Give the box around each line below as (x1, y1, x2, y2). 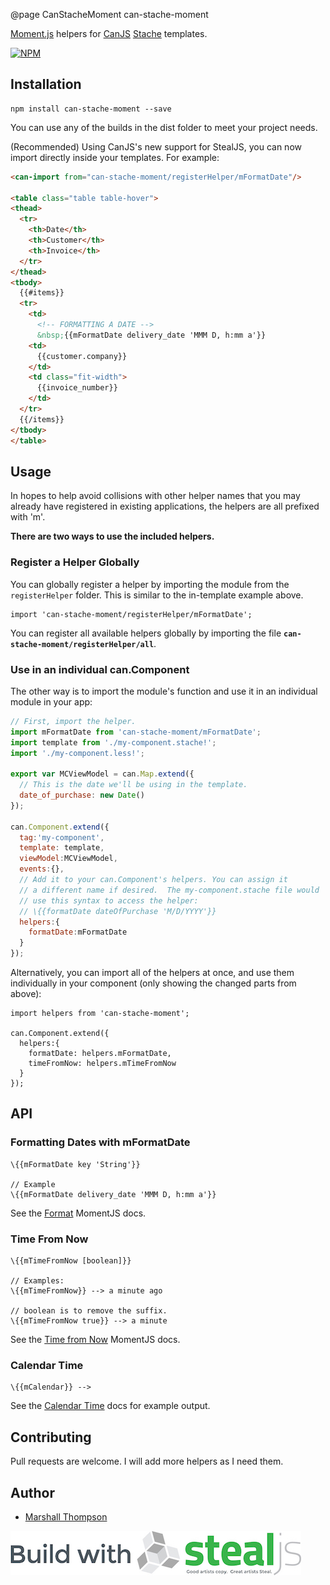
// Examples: (10, 1276, 65, 1286)
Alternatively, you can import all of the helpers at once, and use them (10, 967, 295, 979)
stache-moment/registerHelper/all (10, 639, 155, 649)
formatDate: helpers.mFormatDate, (28, 1049, 172, 1059)
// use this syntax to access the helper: (19, 895, 199, 906)
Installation (10, 76, 82, 93)
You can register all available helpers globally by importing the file (10, 627, 282, 639)
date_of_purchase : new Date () (19, 790, 145, 801)
